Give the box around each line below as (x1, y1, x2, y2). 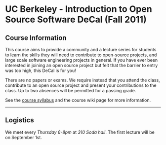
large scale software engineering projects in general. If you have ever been (5, 57, 158, 63)
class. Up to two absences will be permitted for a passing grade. (5, 88, 136, 93)
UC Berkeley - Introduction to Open (5, 3, 152, 15)
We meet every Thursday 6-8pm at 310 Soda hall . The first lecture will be (5, 129, 155, 135)
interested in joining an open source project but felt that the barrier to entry (5, 63, 158, 68)
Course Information (5, 34, 67, 42)
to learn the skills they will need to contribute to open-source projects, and (5, 52, 157, 58)
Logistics (5, 116, 34, 124)
